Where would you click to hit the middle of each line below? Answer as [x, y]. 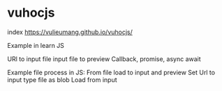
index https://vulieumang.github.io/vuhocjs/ [70, 32]
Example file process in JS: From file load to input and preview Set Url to [111, 72]
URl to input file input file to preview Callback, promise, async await [104, 59]
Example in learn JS [36, 45]
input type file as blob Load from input [62, 80]
